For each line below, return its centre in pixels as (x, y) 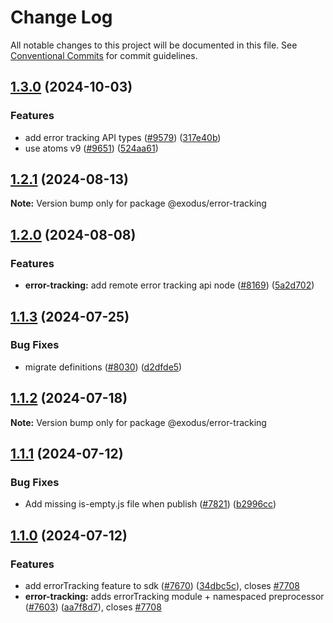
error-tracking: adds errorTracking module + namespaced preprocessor (174, 596)
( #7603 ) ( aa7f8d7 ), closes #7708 (93, 607)
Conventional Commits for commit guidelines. (104, 55)
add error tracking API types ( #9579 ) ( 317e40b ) (123, 137)
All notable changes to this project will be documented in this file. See (154, 45)
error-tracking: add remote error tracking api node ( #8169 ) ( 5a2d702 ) (169, 285)
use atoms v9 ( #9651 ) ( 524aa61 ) (91, 148)
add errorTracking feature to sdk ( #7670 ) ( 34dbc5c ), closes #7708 (162, 585)
